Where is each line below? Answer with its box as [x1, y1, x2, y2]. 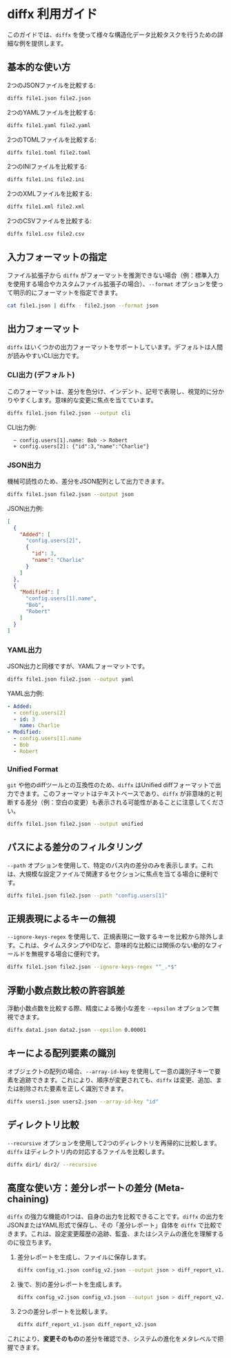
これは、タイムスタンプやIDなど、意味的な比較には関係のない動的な [18, 941, 212, 950]
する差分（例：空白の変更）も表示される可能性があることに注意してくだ [12, 798, 219, 807]
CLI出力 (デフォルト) [7, 370, 75, 380]
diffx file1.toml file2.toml [7, 149, 91, 156]
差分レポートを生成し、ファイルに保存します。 [17, 1253, 150, 1261]
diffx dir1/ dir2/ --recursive [7, 1161, 97, 1168]
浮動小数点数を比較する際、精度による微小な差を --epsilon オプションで [7, 1004, 214, 1012]
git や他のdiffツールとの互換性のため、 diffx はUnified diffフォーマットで [7, 781, 215, 789]
